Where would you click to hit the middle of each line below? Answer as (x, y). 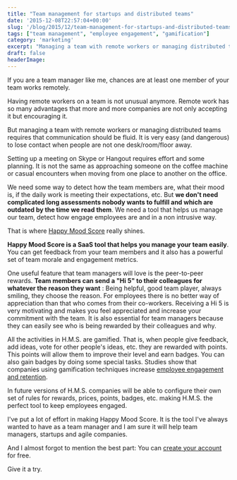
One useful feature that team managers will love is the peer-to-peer (105, 273)
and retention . (28, 377)
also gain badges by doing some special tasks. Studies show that (102, 361)
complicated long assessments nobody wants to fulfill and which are (110, 202)
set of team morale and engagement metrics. (73, 259)
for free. (19, 455)
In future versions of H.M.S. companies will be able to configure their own (114, 390)
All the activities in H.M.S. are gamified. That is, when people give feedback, (118, 339)
